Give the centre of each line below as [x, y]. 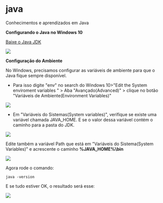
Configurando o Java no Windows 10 [44, 32]
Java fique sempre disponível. [36, 76]
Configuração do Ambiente [34, 61]
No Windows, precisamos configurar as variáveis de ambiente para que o [80, 70]
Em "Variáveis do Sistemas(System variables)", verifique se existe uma [85, 114]
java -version [20, 177]
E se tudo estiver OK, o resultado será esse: [50, 186]
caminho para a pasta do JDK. [43, 125]
